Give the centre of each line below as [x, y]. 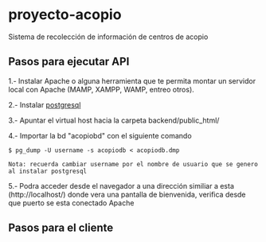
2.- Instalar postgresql [45, 104]
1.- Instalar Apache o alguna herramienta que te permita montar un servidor [132, 80]
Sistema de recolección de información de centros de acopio [108, 37]
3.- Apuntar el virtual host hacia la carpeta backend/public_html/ [114, 120]
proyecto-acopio [65, 15]
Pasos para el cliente [61, 228]
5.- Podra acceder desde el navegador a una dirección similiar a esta [121, 185]
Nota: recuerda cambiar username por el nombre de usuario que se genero [133, 164]
